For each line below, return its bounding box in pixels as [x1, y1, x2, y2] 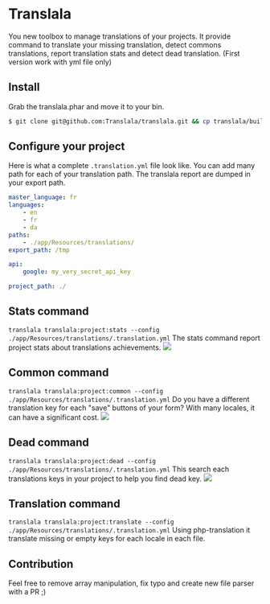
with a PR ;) [8, 587, 47, 597]
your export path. [8, 178, 66, 187]
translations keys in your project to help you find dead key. [8, 474, 202, 483]
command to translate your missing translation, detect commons [8, 39, 222, 49]
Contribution [8, 557, 74, 571]
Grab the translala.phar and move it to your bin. [8, 101, 165, 111]
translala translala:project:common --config [8, 387, 163, 395]
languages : [8, 201, 45, 209]
